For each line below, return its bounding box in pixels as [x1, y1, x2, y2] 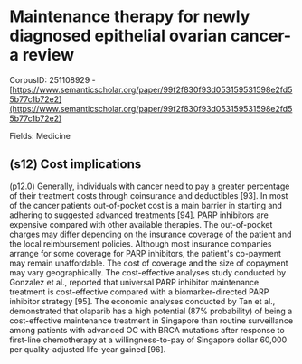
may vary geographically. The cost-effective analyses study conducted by [9, 266, 287, 277]
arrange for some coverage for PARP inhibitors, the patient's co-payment [9, 247, 282, 258]
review [22, 45, 75, 65]
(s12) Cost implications [9, 156, 142, 173]
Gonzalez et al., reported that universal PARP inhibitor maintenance [9, 276, 260, 287]
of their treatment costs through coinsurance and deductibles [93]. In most [9, 190, 288, 201]
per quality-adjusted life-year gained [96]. [9, 343, 166, 354]
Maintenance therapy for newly [9, 6, 250, 27]
